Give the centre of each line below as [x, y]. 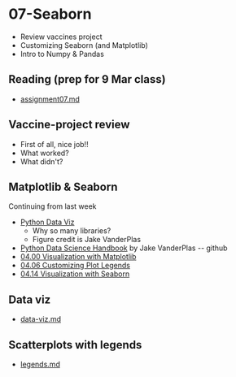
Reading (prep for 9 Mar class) [87, 79]
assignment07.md [50, 99]
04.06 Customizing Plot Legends [75, 266]
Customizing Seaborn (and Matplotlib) [84, 45]
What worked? [44, 153]
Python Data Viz [47, 222]
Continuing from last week [52, 206]
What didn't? [42, 161]
